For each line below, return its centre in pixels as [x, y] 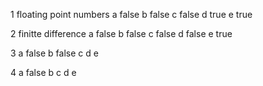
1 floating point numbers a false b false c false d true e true [131, 14]
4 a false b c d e [43, 72]
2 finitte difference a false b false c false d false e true [121, 33]
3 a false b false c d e [54, 53]
